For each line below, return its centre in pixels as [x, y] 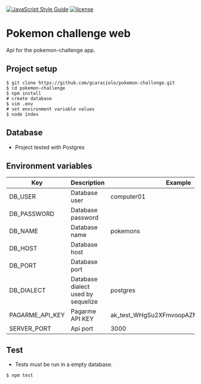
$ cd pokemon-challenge [36, 88]
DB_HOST [23, 248]
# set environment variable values [51, 109]
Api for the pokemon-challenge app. [51, 50]
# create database [29, 98]
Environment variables [49, 166]
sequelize [84, 302]
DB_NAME [24, 231]
